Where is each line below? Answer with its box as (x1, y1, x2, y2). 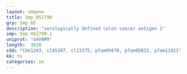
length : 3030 (6, 42, 42, 48)
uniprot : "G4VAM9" (6, 36, 52, 42)
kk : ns (6, 53, 23, 59)
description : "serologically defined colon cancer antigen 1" (6, 25, 165, 32)
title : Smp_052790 (6, 14, 52, 20)
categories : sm (6, 58, 44, 64)
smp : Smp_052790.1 (6, 31, 52, 37)
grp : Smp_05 (6, 20, 36, 26)
